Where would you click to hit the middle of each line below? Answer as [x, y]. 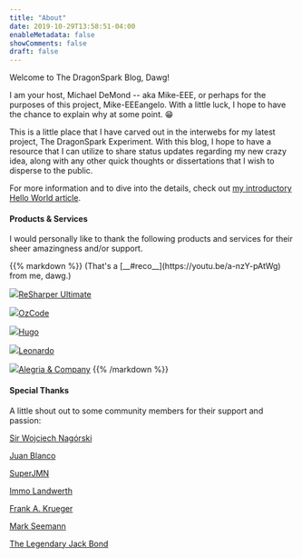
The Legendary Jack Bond [59, 543]
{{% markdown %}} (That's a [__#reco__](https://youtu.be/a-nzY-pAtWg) [145, 266]
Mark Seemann [38, 526]
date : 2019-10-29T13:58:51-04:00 [73, 26]
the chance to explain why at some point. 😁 [92, 115]
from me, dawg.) [40, 276]
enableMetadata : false [52, 35]
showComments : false [49, 43]
